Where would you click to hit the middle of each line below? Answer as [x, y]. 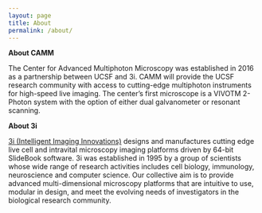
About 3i [23, 126]
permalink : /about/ [41, 30]
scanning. [25, 110]
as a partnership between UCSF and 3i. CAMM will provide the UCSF [121, 77]
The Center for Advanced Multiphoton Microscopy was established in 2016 [131, 68]
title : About [30, 23]
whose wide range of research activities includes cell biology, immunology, [131, 167]
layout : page [30, 15]
